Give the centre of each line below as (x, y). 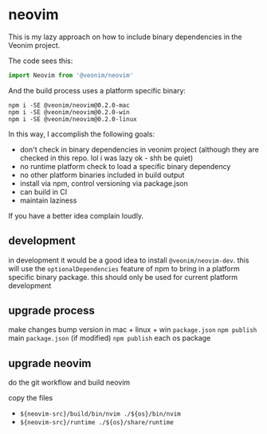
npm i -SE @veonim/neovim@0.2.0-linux (73, 119)
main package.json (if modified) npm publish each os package (110, 338)
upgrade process (52, 311)
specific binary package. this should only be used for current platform (123, 277)
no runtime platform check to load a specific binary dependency (125, 166)
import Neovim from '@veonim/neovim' (71, 75)
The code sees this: (41, 61)
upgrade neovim (50, 363)
